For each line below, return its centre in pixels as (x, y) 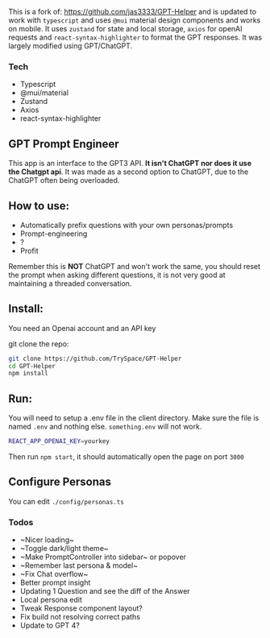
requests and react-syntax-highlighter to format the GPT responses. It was (135, 37)
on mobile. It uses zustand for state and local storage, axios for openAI (126, 29)
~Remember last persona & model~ (79, 565)
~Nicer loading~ (47, 540)
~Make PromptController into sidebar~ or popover (103, 557)
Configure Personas (60, 482)
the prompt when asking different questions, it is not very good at (117, 275)
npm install (28, 374)
